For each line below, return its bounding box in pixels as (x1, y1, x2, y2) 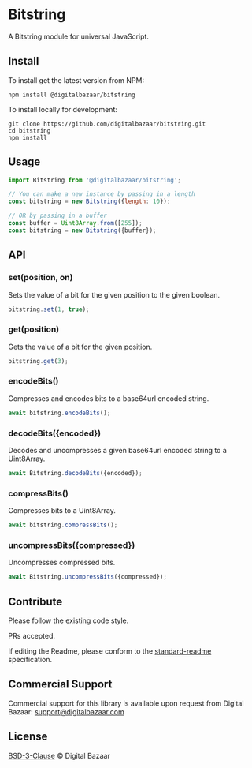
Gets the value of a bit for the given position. (8, 342, 153, 351)
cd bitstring (8, 126, 51, 135)
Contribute (8, 594, 63, 609)
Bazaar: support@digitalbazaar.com (8, 706, 124, 716)
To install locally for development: (8, 104, 118, 114)
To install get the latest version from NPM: (8, 75, 144, 84)
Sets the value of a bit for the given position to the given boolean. (8, 290, 220, 299)
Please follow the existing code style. (8, 616, 129, 625)
